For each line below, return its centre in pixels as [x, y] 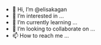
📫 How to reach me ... [40, 36]
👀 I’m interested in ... [38, 16]
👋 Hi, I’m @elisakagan [39, 9]
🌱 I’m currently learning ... [45, 22]
